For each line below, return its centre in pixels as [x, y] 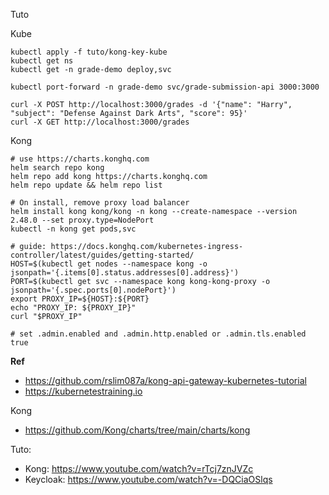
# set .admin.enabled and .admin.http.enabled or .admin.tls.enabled [158, 334]
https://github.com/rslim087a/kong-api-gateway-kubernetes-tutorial [165, 380]
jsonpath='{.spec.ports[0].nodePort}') [93, 290]
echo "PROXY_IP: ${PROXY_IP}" [73, 308]
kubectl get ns [42, 61]
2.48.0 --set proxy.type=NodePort [82, 220]
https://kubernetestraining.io [83, 391]
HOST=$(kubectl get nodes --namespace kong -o [109, 264]
